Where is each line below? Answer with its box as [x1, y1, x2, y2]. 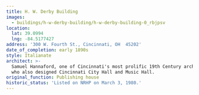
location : [6, 25, 31, 31]
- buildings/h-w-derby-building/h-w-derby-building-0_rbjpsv [11, 19, 166, 25]
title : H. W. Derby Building [6, 8, 78, 15]
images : [6, 14, 25, 20]
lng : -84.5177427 [11, 36, 54, 42]
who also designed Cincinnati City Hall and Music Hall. [11, 69, 155, 75]
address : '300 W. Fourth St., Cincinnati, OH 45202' [6, 42, 142, 48]
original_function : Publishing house [6, 74, 99, 80]
